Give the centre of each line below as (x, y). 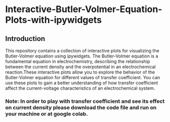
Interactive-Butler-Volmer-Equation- (84, 9)
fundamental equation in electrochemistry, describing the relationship (78, 61)
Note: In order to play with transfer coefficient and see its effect (85, 101)
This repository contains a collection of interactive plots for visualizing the (82, 51)
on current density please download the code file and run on (81, 107)
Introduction (25, 39)
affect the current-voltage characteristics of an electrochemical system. (80, 88)
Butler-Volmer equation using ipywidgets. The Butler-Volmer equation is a (82, 56)
